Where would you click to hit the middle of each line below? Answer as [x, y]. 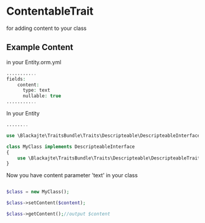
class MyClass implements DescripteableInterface [71, 147]
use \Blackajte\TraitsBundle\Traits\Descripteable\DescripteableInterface [103, 136]
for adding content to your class [46, 28]
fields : [16, 79]
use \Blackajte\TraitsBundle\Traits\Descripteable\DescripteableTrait [109, 158]
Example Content [40, 47]
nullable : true [42, 96]
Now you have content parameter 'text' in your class [72, 175]
